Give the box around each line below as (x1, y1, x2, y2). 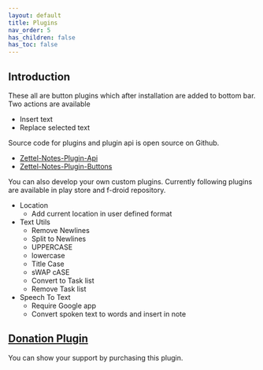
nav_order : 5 (8, 26, 51, 34)
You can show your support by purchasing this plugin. (8, 353, 183, 362)
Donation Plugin (8, 332, 89, 346)
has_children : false (8, 33, 76, 42)
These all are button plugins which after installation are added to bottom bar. (8, 91, 256, 100)
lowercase (31, 250, 65, 260)
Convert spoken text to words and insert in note (31, 309, 187, 319)
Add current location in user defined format (31, 209, 172, 218)
